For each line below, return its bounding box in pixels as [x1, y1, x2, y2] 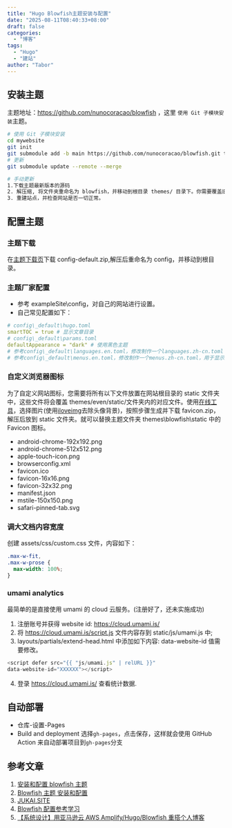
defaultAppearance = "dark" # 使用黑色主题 [7, 341, 128, 348]
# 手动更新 [7, 176, 35, 182]
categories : [7, 29, 41, 37]
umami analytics [7, 588, 64, 598]
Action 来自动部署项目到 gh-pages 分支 [17, 738, 123, 746]
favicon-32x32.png [17, 481, 72, 489]
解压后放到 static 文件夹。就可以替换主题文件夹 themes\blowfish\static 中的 [7, 415, 221, 423]
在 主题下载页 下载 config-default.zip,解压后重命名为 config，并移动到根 [7, 255, 209, 263]
